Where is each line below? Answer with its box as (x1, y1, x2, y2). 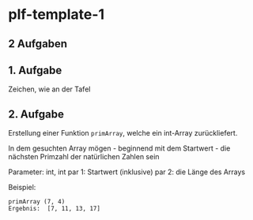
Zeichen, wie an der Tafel (8, 84, 91, 94)
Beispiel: (8, 183, 36, 192)
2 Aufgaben (8, 37, 68, 50)
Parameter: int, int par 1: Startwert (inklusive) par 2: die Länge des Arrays (8, 167, 246, 177)
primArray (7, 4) (8, 198, 66, 206)
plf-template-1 (8, 6, 105, 24)
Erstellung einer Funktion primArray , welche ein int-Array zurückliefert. (8, 129, 238, 138)
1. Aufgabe (8, 63, 62, 76)
